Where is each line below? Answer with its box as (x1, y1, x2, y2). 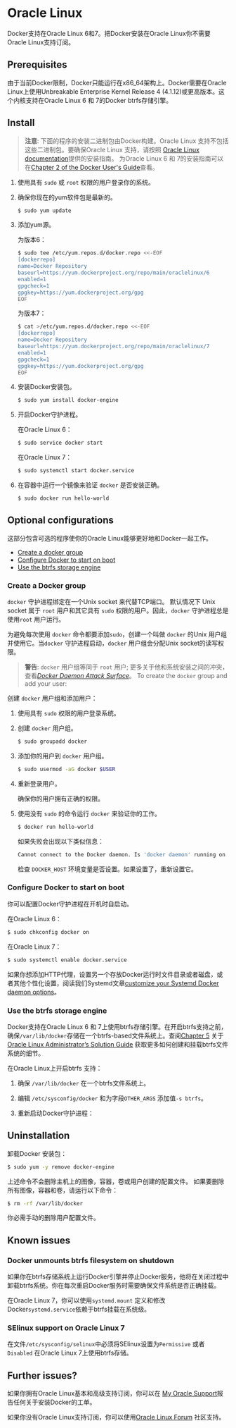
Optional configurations (7, 515, 114, 527)
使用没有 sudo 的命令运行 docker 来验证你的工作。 (17, 809, 162, 818)
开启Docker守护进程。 (17, 410, 82, 419)
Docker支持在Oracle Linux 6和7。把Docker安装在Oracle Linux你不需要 (7, 29, 211, 37)
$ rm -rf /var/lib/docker (7, 1200, 83, 1207)
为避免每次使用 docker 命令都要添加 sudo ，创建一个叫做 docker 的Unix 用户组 (7, 630, 227, 639)
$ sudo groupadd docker (17, 738, 88, 745)
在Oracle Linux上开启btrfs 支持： (7, 1064, 103, 1072)
